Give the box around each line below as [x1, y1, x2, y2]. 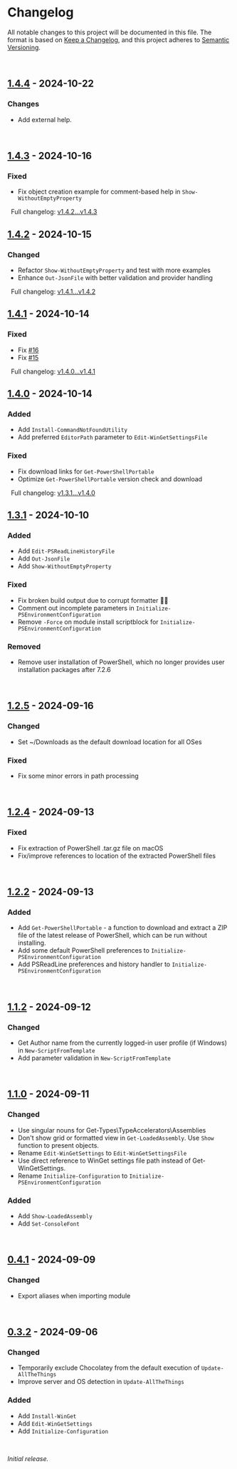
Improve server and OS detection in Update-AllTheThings [17, 1378, 185, 1386]
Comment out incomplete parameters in [17, 603, 135, 612]
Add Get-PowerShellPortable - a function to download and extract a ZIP [17, 923, 228, 932]
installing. [17, 938, 46, 947]
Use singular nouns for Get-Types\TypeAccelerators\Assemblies [17, 1125, 206, 1134]
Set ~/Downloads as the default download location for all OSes [17, 737, 202, 746]
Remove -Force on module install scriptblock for [17, 617, 159, 626]
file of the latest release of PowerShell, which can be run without [17, 931, 208, 940]
